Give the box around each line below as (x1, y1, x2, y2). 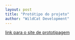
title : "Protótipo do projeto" (5, 12, 70, 17)
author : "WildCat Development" (5, 16, 70, 21)
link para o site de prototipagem (5, 30, 70, 36)
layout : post (5, 7, 32, 12)
